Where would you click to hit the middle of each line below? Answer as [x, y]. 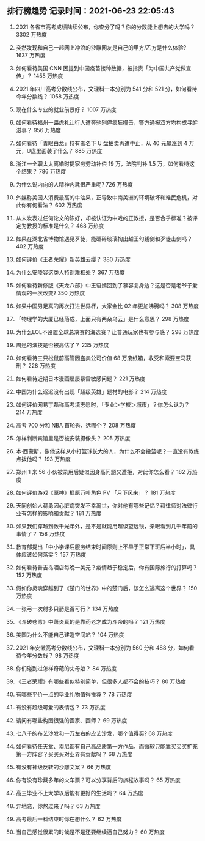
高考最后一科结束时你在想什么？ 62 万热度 [69, 819]
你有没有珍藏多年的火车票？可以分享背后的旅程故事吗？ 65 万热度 [98, 780]
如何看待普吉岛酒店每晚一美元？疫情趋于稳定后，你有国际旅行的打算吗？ [106, 567]
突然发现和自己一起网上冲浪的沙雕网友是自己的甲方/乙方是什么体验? [101, 47]
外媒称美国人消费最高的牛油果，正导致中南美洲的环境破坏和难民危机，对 [106, 197]
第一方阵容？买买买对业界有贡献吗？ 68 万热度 [74, 754]
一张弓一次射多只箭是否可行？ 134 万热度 [67, 609]
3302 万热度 [31, 34]
